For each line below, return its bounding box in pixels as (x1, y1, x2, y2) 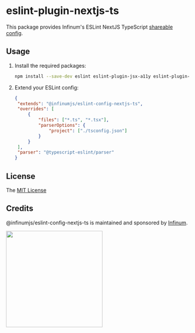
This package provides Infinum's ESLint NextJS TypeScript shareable (6, 23, 173, 30)
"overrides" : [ (17, 106, 54, 112)
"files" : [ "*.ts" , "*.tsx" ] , (38, 117, 109, 123)
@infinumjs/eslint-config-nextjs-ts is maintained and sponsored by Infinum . (6, 219, 188, 226)
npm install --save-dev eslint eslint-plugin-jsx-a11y (14, 73, 151, 79)
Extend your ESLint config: (14, 84, 79, 91)
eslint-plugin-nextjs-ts (6, 4, 120, 18)
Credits (6, 203, 34, 214)
